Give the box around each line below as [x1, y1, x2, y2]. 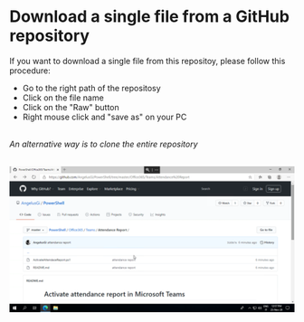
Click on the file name [22, 92, 104, 103]
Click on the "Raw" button [22, 101, 119, 112]
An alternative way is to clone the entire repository [9, 138, 198, 149]
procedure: [9, 65, 52, 76]
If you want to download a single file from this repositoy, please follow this [9, 55, 286, 66]
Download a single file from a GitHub [9, 6, 290, 27]
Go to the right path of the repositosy [22, 82, 161, 93]
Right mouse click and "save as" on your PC [22, 111, 187, 122]
